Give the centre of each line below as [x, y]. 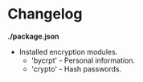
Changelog [45, 14]
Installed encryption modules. [68, 51]
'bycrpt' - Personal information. [83, 60]
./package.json [33, 36]
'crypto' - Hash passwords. [76, 68]
